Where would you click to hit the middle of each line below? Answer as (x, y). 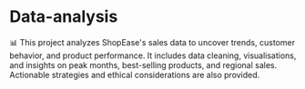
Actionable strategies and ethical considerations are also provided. (135, 74)
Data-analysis (64, 17)
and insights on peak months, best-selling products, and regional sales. (143, 64)
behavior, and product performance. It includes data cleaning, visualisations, (153, 55)
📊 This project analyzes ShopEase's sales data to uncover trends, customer (152, 42)
